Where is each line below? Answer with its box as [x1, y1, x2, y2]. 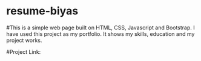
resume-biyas [6, 4, 79, 18]
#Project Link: [6, 48, 41, 55]
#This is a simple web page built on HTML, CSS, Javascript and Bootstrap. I [6, 24, 195, 31]
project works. [6, 36, 42, 44]
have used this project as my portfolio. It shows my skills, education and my [6, 30, 195, 37]
